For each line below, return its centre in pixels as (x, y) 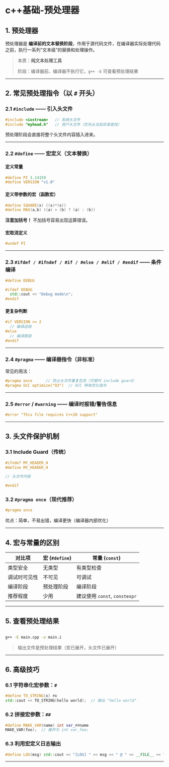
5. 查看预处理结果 (32, 621)
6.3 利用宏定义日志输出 (33, 744)
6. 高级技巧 (22, 670)
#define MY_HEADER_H (27, 467)
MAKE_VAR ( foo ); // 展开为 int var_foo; (47, 730)
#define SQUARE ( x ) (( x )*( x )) (36, 205)
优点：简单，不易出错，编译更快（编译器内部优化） (58, 520)
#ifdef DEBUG (19, 290)
